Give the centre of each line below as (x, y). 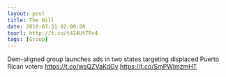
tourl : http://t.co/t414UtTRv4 (53, 33)
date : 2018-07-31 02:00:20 (46, 26)
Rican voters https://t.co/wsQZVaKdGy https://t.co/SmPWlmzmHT (102, 67)
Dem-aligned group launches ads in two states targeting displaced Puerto (113, 59)
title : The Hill (31, 20)
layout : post (26, 14)
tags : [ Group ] (28, 40)
